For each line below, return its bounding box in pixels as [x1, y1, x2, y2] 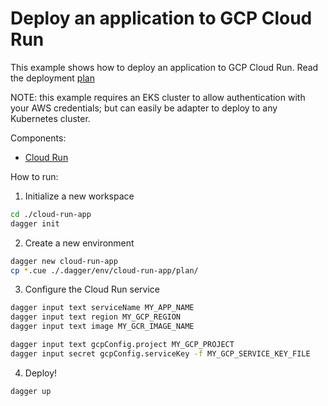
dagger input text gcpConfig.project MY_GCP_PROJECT [10, 340, 235, 350]
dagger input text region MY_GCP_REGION [10, 312, 182, 322]
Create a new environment [24, 237, 135, 249]
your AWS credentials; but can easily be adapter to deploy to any [10, 102, 278, 114]
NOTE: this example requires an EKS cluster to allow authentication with [10, 91, 306, 103]
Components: [10, 132, 67, 144]
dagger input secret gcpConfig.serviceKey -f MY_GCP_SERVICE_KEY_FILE [10, 348, 311, 359]
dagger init [10, 218, 60, 229]
